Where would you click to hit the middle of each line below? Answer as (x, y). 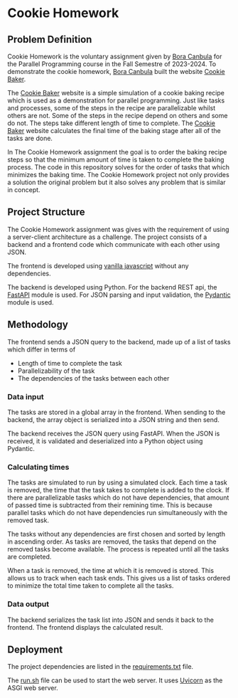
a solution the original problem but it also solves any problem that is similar (117, 182)
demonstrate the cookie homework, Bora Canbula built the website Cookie (116, 72)
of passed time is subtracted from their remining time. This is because (110, 505)
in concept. (24, 190)
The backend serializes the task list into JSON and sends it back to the (111, 620)
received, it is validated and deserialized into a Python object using (105, 441)
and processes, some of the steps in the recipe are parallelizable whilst (112, 108)
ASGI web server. (33, 688)
